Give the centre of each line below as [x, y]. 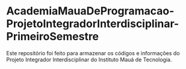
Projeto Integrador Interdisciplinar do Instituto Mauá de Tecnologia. [89, 59]
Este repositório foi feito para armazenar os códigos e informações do [93, 53]
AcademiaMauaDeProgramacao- [90, 11]
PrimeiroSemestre [53, 37]
